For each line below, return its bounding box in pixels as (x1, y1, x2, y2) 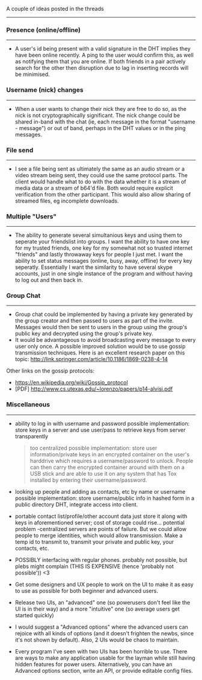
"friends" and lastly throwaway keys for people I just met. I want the (14, 251, 183, 258)
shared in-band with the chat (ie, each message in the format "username (14, 118, 195, 125)
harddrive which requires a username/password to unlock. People (29, 457, 194, 464)
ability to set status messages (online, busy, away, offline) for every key (14, 257, 192, 265)
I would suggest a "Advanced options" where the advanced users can (14, 623, 188, 631)
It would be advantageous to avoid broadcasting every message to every (14, 336, 196, 344)
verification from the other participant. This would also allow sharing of (14, 190, 191, 198)
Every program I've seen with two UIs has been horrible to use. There (14, 647, 188, 655)
